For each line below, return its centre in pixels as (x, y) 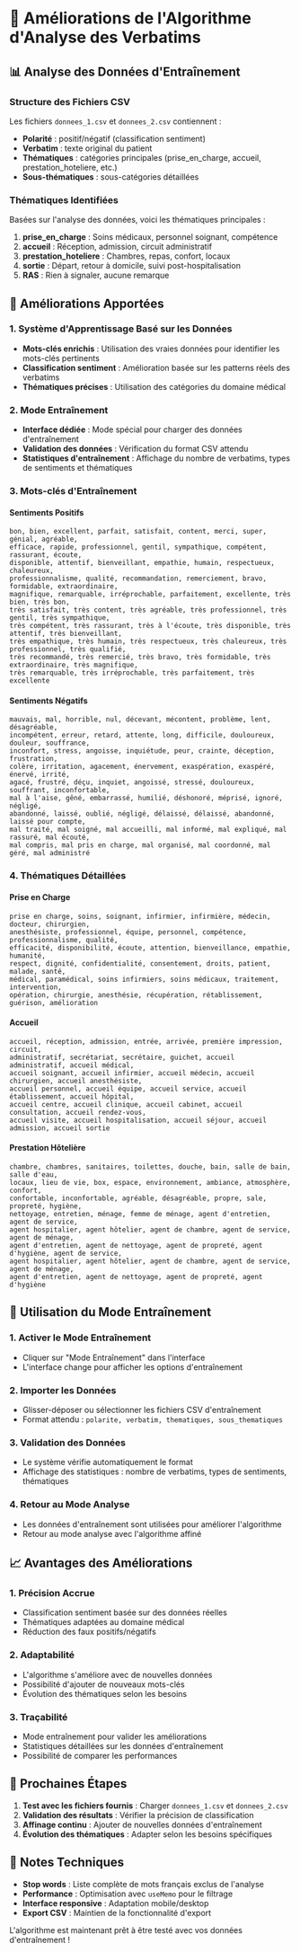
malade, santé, (38, 971)
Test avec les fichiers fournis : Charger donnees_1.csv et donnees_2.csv (155, 1806)
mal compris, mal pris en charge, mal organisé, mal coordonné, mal (140, 845)
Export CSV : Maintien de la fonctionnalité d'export (117, 1912)
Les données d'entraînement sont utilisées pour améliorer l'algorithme (152, 1524)
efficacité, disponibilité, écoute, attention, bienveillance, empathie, (150, 948)
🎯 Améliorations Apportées (87, 303)
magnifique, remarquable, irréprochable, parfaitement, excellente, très (150, 595)
